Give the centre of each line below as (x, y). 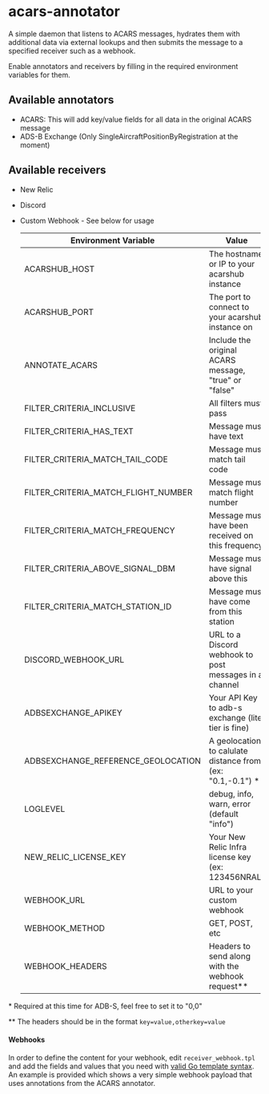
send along (229, 956)
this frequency (236, 545)
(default (223, 813)
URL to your (231, 890)
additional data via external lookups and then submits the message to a (126, 42)
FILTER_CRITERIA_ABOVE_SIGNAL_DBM (100, 568)
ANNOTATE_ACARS (61, 365)
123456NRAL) (237, 877)
